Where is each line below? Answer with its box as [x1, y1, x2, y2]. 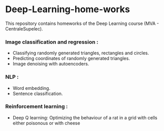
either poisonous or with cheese [12, 120, 80, 126]
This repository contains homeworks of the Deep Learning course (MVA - [5, 20, 159, 26]
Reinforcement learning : [5, 103, 68, 110]
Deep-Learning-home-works [5, 4, 130, 15]
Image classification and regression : [5, 38, 99, 45]
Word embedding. [12, 85, 51, 91]
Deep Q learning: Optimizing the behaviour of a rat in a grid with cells [12, 114, 157, 120]
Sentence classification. [12, 90, 63, 96]
